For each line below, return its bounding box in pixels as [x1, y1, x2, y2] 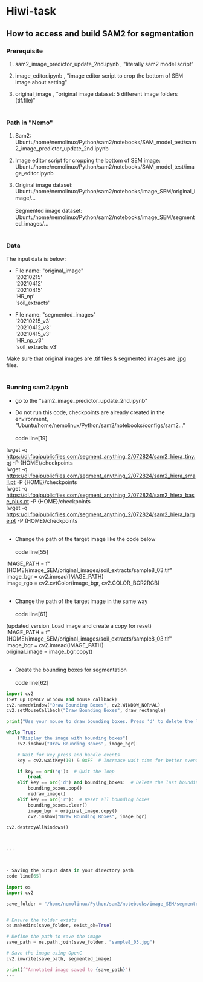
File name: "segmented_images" [14, 311, 97, 318]
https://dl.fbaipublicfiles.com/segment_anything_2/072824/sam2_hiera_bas [6, 491, 195, 499]
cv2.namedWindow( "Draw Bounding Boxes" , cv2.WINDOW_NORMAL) [6, 702, 161, 708]
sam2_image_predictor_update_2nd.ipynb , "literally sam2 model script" [14, 60, 195, 67]
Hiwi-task [6, 4, 56, 18]
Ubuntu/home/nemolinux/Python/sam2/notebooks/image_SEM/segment [14, 214, 195, 221]
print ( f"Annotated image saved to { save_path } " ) [6, 966, 131, 973]
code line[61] [14, 610, 48, 617]
